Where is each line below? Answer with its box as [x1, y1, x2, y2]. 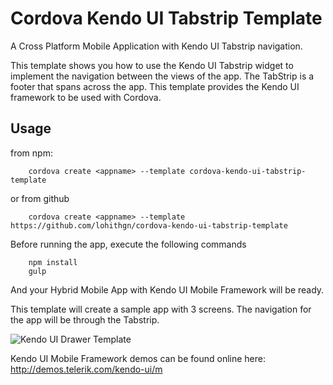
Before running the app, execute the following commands [10, 238, 247, 250]
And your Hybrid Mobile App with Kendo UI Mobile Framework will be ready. [10, 283, 325, 296]
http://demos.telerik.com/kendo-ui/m [10, 363, 163, 375]
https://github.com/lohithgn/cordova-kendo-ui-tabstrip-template [10, 220, 288, 231]
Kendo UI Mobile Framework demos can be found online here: [10, 352, 266, 364]
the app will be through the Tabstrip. [10, 313, 160, 326]
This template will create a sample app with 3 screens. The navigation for [10, 303, 312, 315]
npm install [28, 257, 78, 267]
